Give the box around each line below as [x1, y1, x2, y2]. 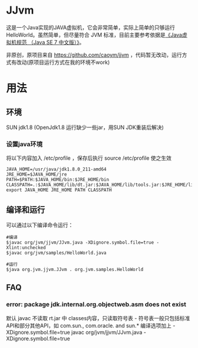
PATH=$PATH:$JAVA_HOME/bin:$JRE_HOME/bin [6, 177, 110, 183]
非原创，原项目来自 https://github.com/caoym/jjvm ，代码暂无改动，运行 [6, 51, 183, 58]
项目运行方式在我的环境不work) [34, 59, 110, 66]
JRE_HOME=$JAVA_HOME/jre [6, 172, 67, 178]
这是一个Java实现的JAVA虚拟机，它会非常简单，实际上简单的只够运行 [6, 24, 176, 31]
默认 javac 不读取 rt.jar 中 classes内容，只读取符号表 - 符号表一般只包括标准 [6, 314, 190, 321]
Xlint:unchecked [6, 245, 46, 251]
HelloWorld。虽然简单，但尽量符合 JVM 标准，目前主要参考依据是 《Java [6, 31, 183, 38]
